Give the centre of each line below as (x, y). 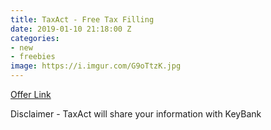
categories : (35, 38)
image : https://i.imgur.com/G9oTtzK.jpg (96, 66)
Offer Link (31, 94)
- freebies (33, 57)
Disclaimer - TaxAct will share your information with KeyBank (136, 114)
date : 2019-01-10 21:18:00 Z (71, 29)
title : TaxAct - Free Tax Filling (82, 19)
